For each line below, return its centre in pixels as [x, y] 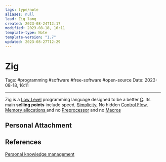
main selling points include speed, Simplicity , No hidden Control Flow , [77, 105]
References [23, 142]
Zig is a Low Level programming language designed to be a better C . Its [78, 99]
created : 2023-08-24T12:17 [33, 23]
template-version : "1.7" [31, 38]
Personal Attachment [39, 126]
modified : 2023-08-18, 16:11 [35, 28]
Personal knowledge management [40, 154]
